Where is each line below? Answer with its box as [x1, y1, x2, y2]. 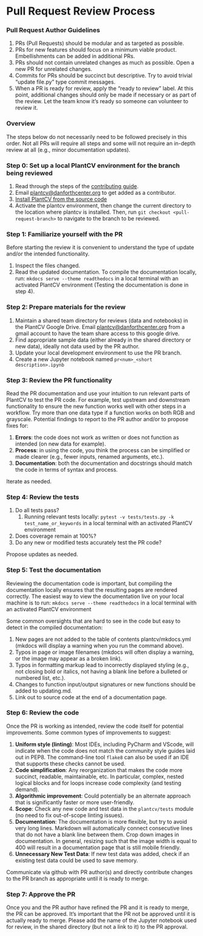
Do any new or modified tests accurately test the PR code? [15, 539, 162, 546]
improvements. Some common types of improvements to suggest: [6, 728, 171, 736]
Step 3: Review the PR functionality [6, 376, 112, 384]
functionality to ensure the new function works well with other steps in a [6, 402, 187, 410]
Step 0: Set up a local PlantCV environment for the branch [6, 161, 180, 169]
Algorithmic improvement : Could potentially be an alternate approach [15, 792, 191, 799]
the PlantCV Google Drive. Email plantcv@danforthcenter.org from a [15, 323, 185, 330]
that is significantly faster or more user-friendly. [15, 798, 135, 805]
